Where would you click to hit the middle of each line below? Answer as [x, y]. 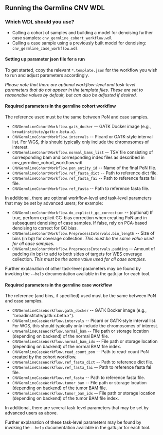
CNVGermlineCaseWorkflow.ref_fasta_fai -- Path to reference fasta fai [82, 367]
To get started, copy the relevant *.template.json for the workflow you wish [81, 70]
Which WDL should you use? [40, 22]
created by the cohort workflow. [44, 357]
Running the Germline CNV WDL [55, 8]
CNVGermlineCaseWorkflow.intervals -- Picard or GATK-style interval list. [84, 321]
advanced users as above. [32, 413]
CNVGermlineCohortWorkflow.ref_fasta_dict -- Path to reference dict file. [85, 173]
